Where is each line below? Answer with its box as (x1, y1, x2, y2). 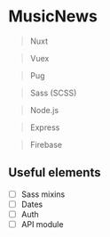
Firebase (29, 139, 63, 150)
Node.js (29, 104, 59, 115)
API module (20, 218, 64, 229)
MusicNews (8, 6, 98, 27)
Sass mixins (20, 189, 66, 200)
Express (29, 122, 60, 133)
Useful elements (8, 165, 101, 180)
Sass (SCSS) (29, 87, 77, 98)
